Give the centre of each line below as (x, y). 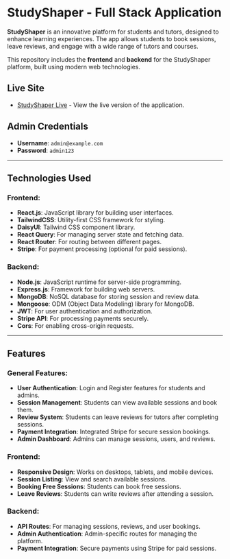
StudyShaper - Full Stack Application (114, 13)
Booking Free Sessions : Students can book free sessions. (99, 486)
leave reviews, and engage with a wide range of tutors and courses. (103, 46)
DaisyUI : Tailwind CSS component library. (76, 227)
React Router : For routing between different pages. (89, 242)
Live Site (26, 88)
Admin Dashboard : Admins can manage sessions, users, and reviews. (116, 439)
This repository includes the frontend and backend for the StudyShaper (109, 59)
